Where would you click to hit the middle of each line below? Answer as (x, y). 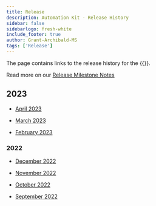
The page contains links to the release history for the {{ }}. (78, 63)
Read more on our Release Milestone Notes (60, 75)
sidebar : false (25, 23)
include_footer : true (34, 35)
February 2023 (34, 132)
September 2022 (36, 196)
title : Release (25, 12)
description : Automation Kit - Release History (68, 18)
